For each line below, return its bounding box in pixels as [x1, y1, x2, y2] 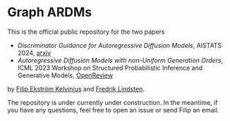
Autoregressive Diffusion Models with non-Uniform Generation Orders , [17, 56, 224, 64]
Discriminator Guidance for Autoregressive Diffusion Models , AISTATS [17, 41, 222, 49]
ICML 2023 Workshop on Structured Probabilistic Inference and [17, 63, 203, 72]
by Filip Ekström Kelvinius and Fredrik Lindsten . [7, 84, 145, 93]
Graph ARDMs [7, 4, 92, 20]
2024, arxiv [17, 49, 52, 57]
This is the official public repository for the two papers [7, 27, 165, 36]
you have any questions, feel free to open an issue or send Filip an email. [7, 106, 219, 114]
